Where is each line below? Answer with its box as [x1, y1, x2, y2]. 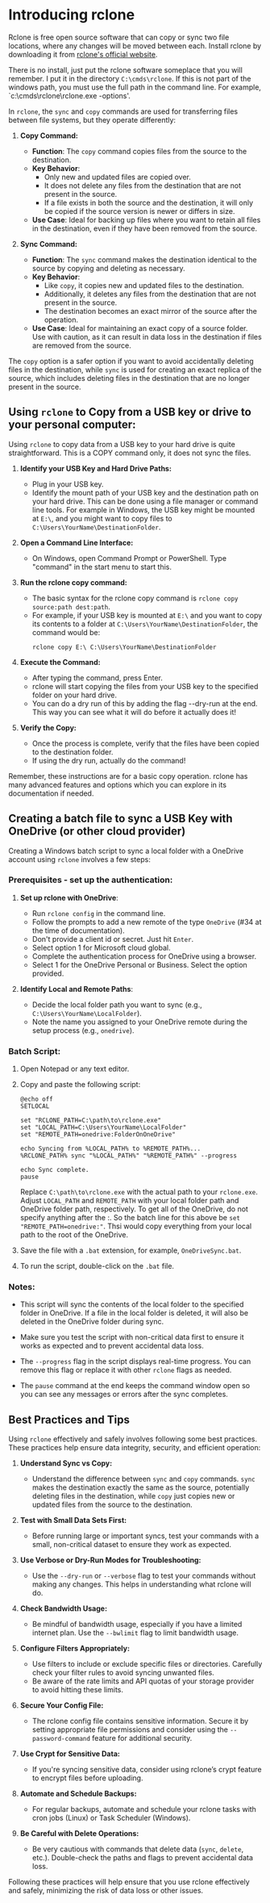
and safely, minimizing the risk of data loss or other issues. [8, 1886, 204, 1896]
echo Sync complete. [19, 1166, 89, 1174]
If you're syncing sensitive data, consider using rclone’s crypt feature [31, 1765, 262, 1775]
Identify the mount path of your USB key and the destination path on [31, 487, 260, 497]
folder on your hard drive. [31, 690, 118, 700]
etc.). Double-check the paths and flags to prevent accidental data [31, 1853, 254, 1863]
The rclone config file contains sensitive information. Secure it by [31, 1717, 249, 1726]
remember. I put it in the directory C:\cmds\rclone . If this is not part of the [8, 73, 251, 83]
